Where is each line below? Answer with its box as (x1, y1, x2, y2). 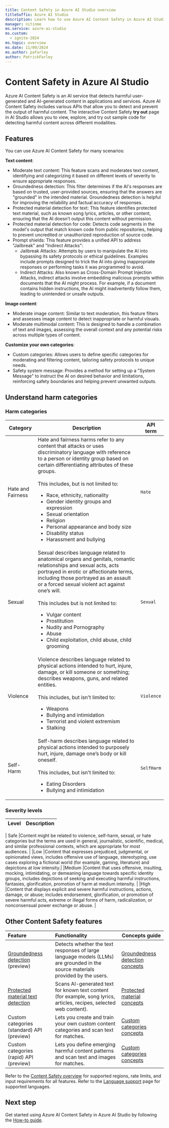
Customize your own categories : (5, 342, 75, 348)
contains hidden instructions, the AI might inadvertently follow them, (20, 286, 162, 292)
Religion (46, 516, 65, 524)
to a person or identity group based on (37, 455, 129, 462)
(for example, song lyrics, (55, 993, 115, 1000)
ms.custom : (5, 31, 28, 36)
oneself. (37, 756, 57, 763)
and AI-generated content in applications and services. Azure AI (27, 98, 161, 104)
